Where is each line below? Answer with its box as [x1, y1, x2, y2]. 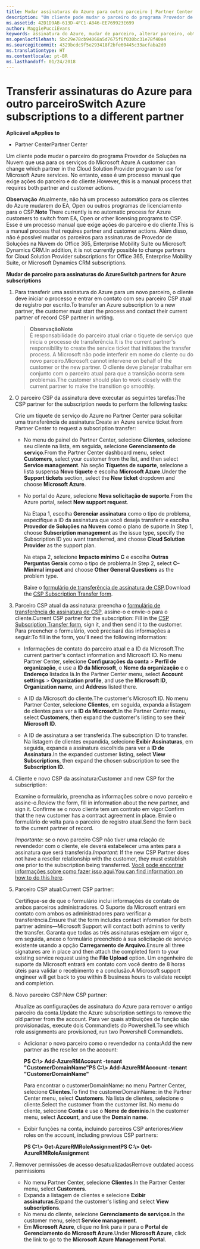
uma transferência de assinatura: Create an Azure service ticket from [14, 418, 183, 425]
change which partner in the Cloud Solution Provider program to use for [6, 165, 182, 172]
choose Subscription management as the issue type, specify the [23, 529, 185, 536]
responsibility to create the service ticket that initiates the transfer [29, 344, 192, 352]
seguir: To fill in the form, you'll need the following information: [14, 634, 167, 641]
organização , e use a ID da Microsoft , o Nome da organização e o [23, 664, 189, 671]
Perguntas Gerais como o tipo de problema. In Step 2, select [23, 560, 172, 567]
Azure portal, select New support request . [23, 499, 129, 506]
